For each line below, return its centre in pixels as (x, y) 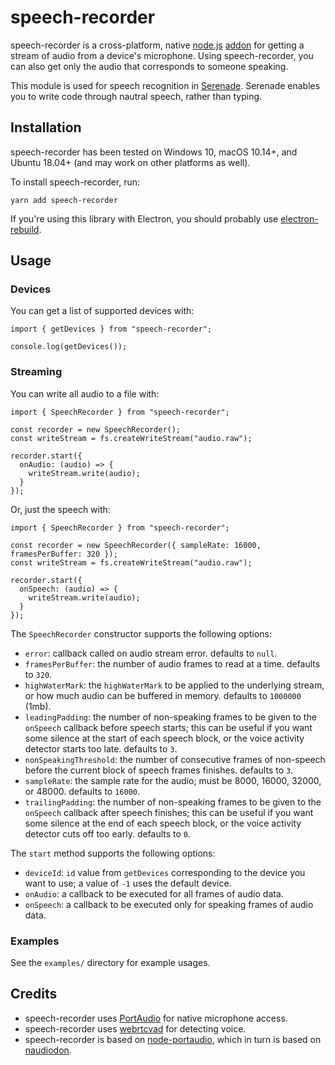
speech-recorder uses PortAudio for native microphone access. (156, 1018)
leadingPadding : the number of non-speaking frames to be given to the (170, 717)
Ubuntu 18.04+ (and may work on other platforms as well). (130, 162)
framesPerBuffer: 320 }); (64, 554)
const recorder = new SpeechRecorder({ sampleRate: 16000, (136, 545)
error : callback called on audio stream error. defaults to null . (151, 653)
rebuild (25, 229)
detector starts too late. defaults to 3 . (101, 748)
